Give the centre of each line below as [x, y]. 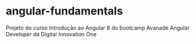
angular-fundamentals [64, 11]
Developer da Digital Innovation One [51, 34]
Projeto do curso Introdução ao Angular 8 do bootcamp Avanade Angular [98, 28]
